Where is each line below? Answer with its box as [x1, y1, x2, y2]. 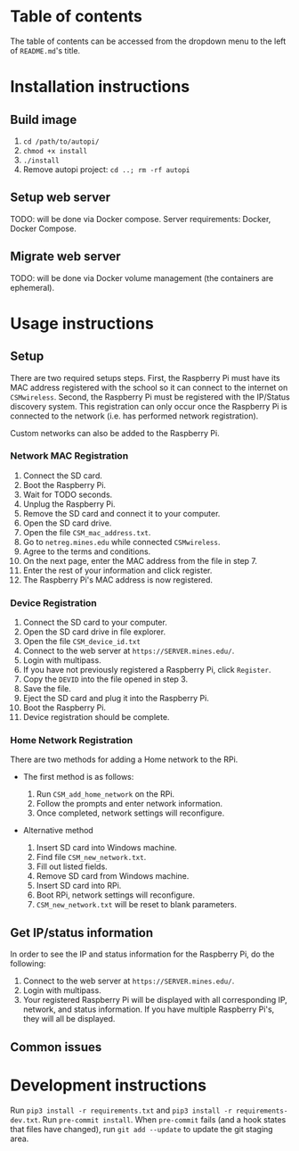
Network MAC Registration [10, 450, 129, 462]
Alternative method [22, 825, 94, 836]
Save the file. [22, 683, 72, 694]
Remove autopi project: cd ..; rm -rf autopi [22, 163, 190, 175]
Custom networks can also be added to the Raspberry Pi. [10, 427, 221, 438]
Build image [10, 112, 77, 127]
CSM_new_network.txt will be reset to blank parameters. [36, 899, 237, 910]
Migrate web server [10, 249, 121, 264]
